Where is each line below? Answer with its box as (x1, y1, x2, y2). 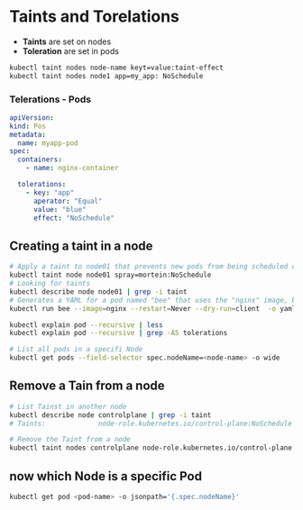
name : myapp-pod (17, 138, 78, 148)
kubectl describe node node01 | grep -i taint (9, 287, 188, 296)
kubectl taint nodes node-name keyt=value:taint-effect (9, 63, 224, 72)
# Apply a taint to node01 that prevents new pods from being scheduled (9, 262, 289, 271)
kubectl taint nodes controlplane (9, 443, 140, 452)
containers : (17, 155, 63, 164)
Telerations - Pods (9, 93, 92, 105)
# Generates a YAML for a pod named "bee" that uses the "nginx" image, (9, 296, 289, 305)
